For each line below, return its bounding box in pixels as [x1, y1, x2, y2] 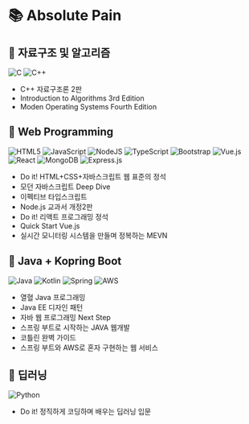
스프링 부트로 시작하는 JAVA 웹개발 [19, 323, 130, 332]
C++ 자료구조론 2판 [19, 84, 83, 93]
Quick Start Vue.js [19, 220, 80, 230]
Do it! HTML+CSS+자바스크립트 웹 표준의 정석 [19, 171, 167, 181]
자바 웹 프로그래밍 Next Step [19, 312, 111, 322]
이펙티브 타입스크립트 [19, 191, 88, 201]
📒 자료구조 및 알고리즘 [8, 46, 111, 60]
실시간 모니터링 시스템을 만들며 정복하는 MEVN [19, 230, 168, 240]
